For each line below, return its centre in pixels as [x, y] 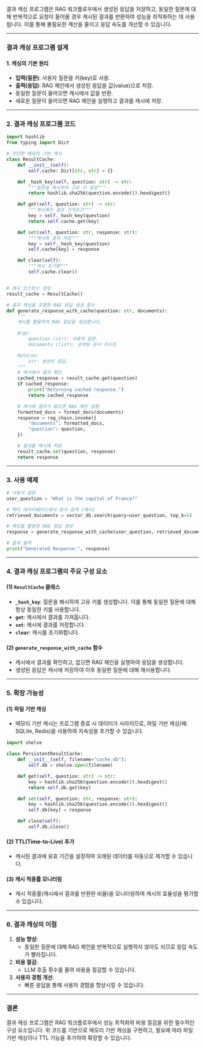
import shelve [24, 743]
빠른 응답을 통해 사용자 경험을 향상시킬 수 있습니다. [85, 985]
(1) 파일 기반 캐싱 [27, 709]
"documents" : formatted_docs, [67, 423]
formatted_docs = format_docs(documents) [70, 412]
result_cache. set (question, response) [67, 452]
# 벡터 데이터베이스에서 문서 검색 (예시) [51, 510]
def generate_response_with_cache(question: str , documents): [87, 311]
